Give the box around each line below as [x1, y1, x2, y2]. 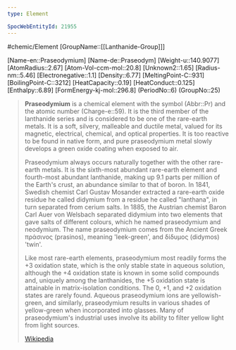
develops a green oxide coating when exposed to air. [24, 144, 178, 153]
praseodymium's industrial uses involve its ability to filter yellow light [24, 313, 224, 322]
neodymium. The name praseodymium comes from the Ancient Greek [24, 225, 228, 233]
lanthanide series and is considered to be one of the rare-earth [24, 114, 208, 123]
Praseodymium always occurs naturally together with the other [24, 157, 208, 166]
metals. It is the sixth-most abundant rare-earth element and [42, 165, 217, 174]
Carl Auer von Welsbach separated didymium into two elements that [24, 210, 223, 219]
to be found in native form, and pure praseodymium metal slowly [24, 136, 213, 145]
